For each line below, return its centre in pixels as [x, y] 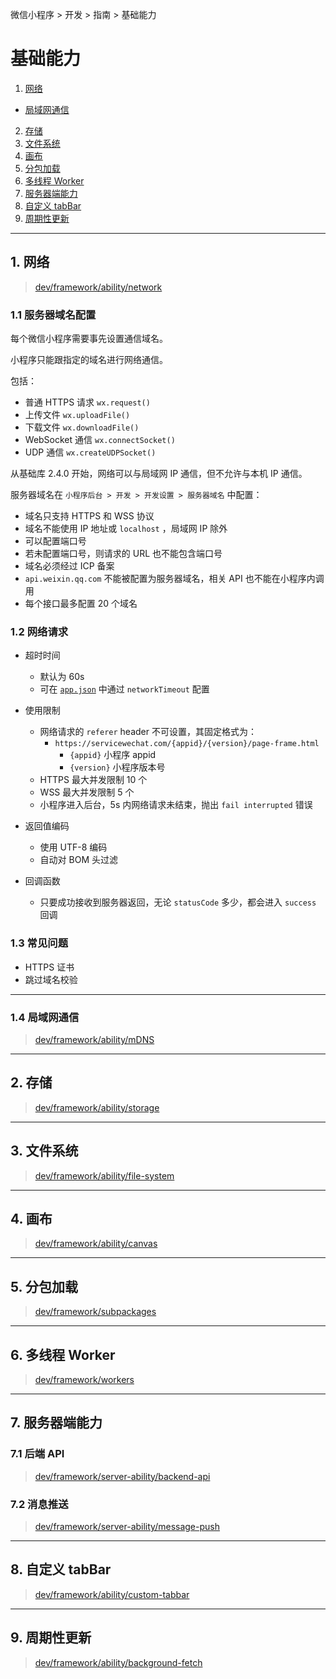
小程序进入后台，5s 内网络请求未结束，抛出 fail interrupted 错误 [176, 805]
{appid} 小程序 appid [113, 755]
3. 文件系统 [44, 1151]
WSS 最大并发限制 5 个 [87, 792]
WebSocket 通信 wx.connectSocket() [100, 440]
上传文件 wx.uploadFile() [77, 415]
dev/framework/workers [84, 1379]
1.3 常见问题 [39, 943]
